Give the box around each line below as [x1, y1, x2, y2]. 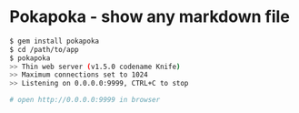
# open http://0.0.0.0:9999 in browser [9, 96, 161, 105]
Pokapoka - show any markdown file [9, 6, 291, 27]
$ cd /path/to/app [9, 45, 79, 54]
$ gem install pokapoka [9, 36, 100, 46]
